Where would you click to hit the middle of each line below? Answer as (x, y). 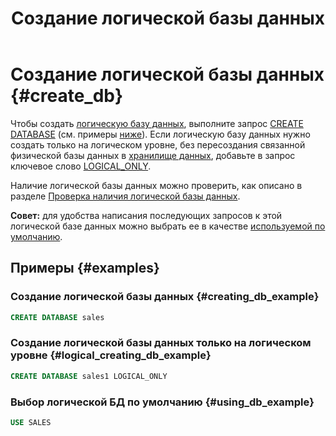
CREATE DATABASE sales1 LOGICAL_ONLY (89, 376)
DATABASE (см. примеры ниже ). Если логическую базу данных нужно (160, 134)
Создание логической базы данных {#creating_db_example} (165, 297)
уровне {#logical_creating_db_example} (111, 355)
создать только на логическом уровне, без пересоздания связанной (158, 144)
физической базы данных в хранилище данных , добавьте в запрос (153, 155)
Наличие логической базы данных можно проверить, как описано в (156, 185)
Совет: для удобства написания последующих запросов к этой (146, 215)
